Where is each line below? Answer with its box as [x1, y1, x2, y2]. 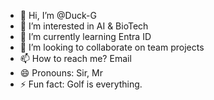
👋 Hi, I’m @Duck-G [19, 10, 97, 21]
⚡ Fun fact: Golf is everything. [19, 78, 143, 90]
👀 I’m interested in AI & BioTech [19, 20, 149, 32]
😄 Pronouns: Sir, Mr [19, 67, 103, 79]
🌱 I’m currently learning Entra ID [19, 31, 152, 42]
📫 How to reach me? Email [19, 53, 132, 64]
